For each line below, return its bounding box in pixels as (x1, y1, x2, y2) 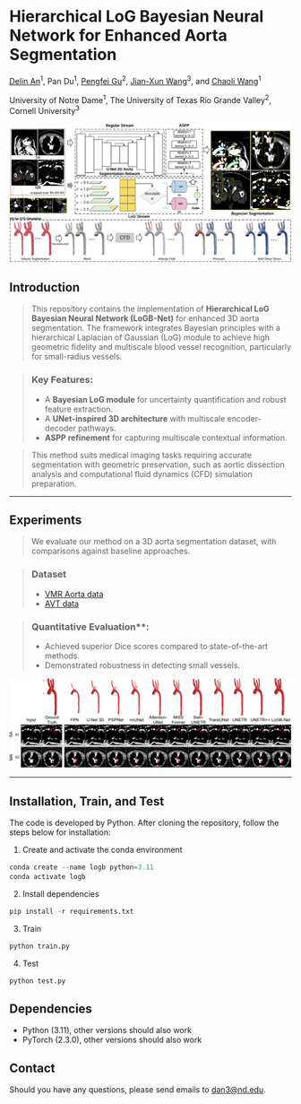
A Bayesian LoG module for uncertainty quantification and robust (44, 394, 287, 404)
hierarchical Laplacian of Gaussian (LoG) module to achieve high (30, 332, 271, 343)
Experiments (9, 512, 82, 527)
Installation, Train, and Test (9, 794, 165, 809)
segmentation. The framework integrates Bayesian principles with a (30, 323, 280, 334)
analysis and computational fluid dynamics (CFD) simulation (30, 468, 254, 479)
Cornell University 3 (9, 104, 81, 116)
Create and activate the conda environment (21, 845, 183, 856)
